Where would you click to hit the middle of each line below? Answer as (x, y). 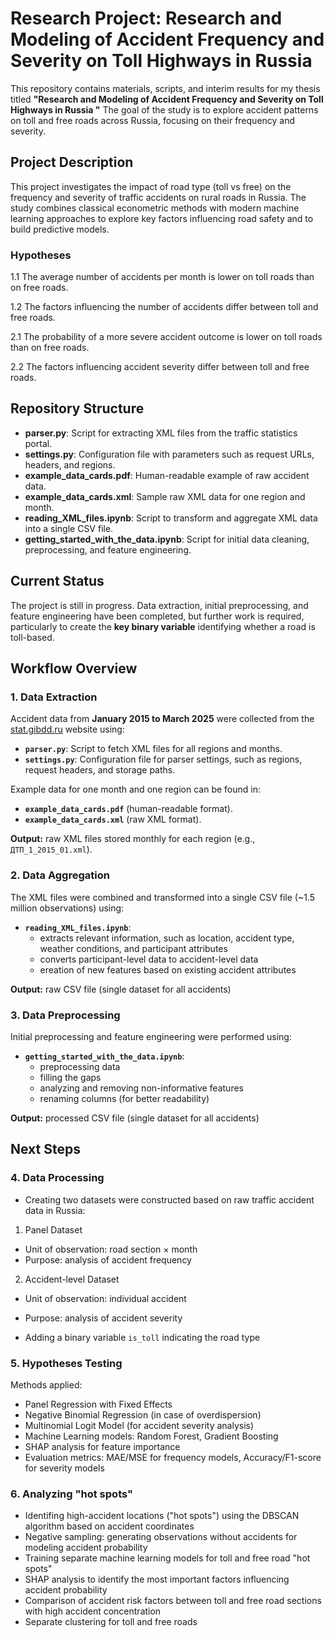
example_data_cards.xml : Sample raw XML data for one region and (165, 496)
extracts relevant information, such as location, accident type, (167, 938)
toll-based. (32, 637)
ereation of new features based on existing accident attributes (168, 969)
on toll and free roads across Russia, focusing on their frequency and (153, 120)
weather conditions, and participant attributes (133, 948)
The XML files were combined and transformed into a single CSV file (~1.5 (163, 897)
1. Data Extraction (54, 697)
